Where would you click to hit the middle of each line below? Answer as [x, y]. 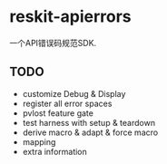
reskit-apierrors [70, 17]
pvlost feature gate [58, 113]
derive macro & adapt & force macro [90, 132]
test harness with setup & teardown [89, 122]
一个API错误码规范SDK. [53, 43]
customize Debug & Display [74, 93]
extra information [55, 151]
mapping [39, 141]
